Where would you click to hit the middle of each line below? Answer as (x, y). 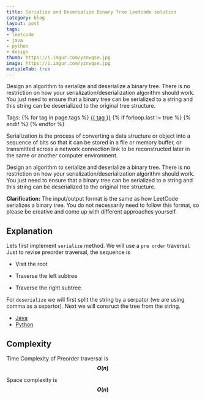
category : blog (26, 18)
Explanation (30, 231)
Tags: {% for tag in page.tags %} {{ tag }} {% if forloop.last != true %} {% (99, 117)
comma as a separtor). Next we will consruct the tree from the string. (93, 306)
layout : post (23, 23)
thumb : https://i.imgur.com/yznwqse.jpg (59, 58)
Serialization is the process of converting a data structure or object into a (99, 136)
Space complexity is (32, 380)
